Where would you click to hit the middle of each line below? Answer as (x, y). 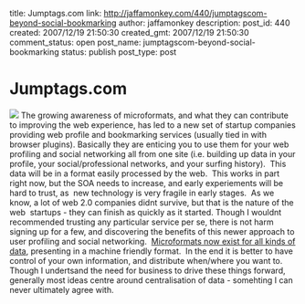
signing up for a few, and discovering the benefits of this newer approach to (152, 231)
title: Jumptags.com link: (56, 13)
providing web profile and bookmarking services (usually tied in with (138, 134)
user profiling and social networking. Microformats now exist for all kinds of (152, 241)
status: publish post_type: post (119, 52)
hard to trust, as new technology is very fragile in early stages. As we (142, 193)
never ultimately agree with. (62, 289)
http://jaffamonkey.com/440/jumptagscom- (185, 13)
